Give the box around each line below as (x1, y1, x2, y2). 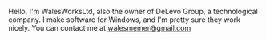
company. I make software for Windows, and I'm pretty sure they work (8, 15, 240, 24)
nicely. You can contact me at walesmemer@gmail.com (8, 24, 191, 32)
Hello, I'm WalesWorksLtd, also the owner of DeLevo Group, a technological (8, 7, 258, 16)
